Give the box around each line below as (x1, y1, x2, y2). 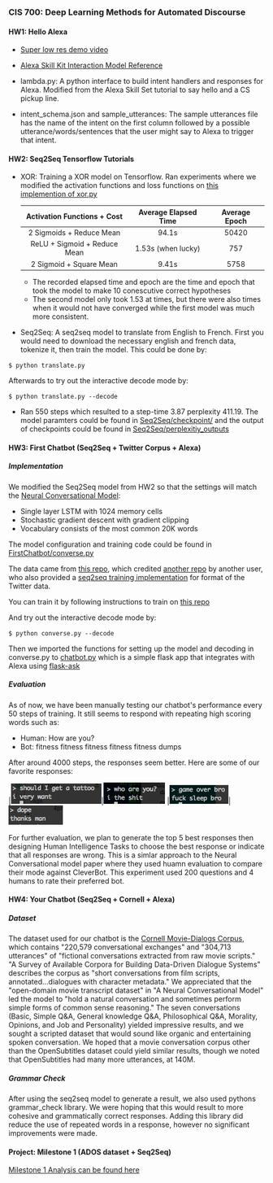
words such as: (8, 717, 59, 727)
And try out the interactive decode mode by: (8, 613, 157, 622)
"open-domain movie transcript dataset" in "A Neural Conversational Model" (8, 985, 264, 995)
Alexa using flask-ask (8, 661, 80, 670)
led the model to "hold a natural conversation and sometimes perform (8, 994, 241, 1004)
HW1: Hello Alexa (8, 27, 67, 37)
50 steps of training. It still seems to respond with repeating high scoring (8, 709, 252, 718)
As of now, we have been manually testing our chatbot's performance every (8, 700, 262, 709)
